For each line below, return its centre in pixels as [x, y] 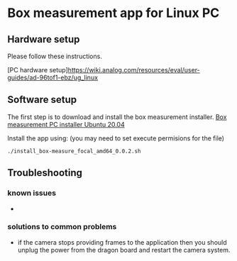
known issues [32, 193]
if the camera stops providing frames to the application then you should [122, 242]
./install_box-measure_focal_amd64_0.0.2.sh [74, 151]
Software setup [42, 100]
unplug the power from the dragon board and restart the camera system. [124, 250]
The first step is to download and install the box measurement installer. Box [117, 117]
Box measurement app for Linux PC [114, 13]
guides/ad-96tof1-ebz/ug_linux [53, 77]
